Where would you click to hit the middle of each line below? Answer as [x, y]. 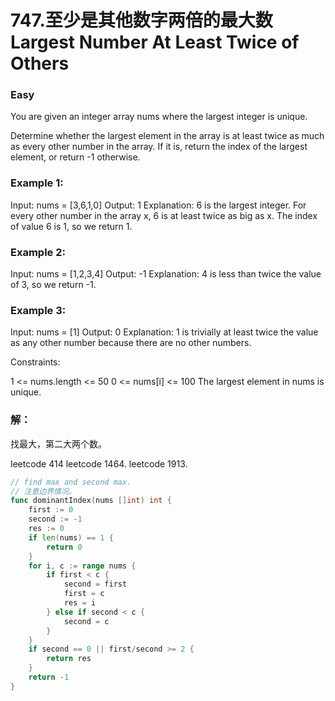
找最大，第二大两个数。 [58, 443]
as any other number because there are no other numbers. [131, 343]
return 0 [64, 547]
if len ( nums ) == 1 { [71, 537]
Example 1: [37, 183]
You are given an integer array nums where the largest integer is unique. [159, 117]
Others [40, 63]
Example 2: [38, 252]
